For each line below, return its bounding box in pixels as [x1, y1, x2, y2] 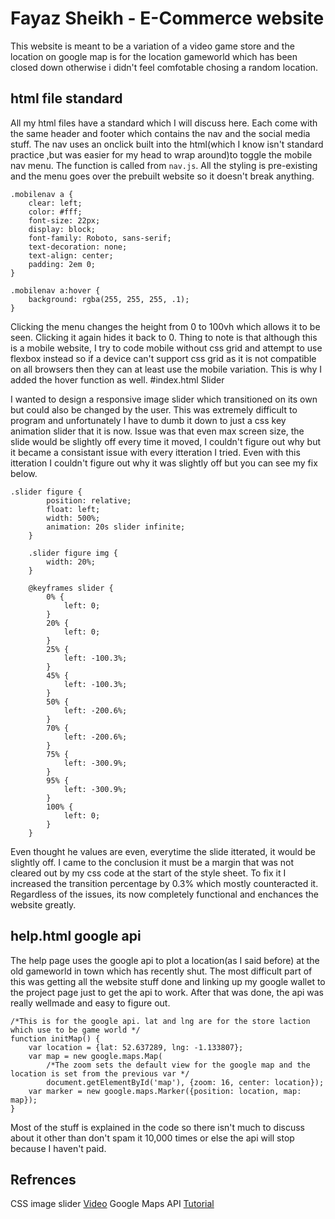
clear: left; [28, 198, 83, 208]
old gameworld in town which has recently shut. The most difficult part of [10, 965, 313, 977]
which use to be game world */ [10, 1025, 141, 1035]
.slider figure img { [28, 548, 118, 558]
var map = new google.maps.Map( [28, 1051, 163, 1061]
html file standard [10, 90, 123, 107]
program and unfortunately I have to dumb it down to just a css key [10, 414, 287, 426]
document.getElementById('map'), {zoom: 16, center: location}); [46, 1077, 325, 1087]
